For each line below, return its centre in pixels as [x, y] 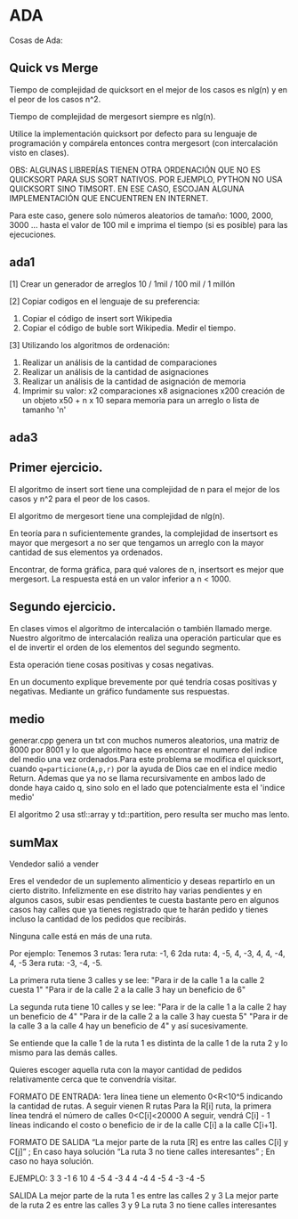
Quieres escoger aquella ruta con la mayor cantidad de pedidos [126, 1070]
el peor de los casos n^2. [55, 99]
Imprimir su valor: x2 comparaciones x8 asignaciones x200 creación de [153, 390]
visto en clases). [39, 152]
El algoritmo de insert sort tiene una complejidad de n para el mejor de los [145, 489]
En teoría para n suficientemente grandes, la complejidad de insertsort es [144, 533]
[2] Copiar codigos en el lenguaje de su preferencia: [105, 301]
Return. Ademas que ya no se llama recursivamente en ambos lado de [137, 778]
